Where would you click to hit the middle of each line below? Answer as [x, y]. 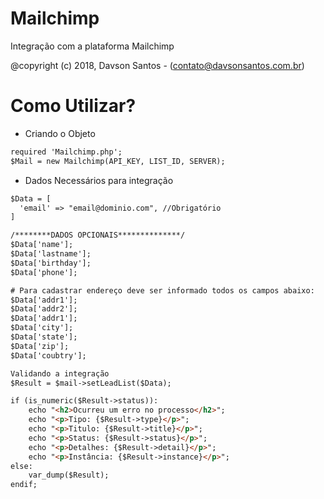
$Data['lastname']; [51, 254]
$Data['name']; [42, 245]
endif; [24, 485]
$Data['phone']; [44, 272]
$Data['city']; [42, 328]
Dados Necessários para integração [99, 180]
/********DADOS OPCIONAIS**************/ [98, 235]
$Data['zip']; [40, 346]
